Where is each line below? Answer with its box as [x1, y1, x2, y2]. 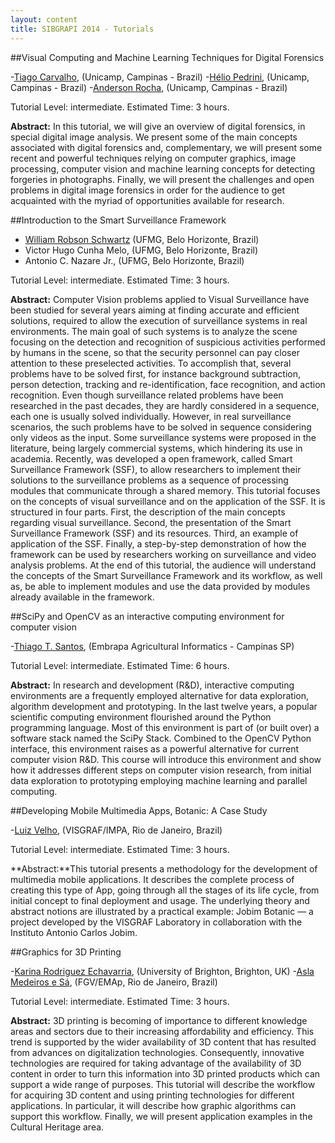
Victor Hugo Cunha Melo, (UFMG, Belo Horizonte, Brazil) [24, 244, 259, 256]
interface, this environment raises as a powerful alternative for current [10, 742, 299, 755]
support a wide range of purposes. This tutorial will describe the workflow [10, 1078, 316, 1090]
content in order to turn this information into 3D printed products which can [10, 1067, 321, 1080]
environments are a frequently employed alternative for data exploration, [10, 689, 309, 701]
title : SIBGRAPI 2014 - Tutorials [10, 24, 155, 34]
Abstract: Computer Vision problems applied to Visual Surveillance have [10, 293, 310, 305]
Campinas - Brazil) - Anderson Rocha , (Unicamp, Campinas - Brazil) [10, 81, 288, 93]
